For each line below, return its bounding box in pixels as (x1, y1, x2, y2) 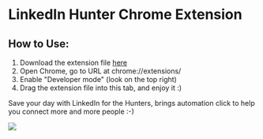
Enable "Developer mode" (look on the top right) (19, 75, 178, 84)
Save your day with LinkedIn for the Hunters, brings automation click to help (8, 99, 255, 107)
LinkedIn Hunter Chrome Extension (8, 6, 242, 24)
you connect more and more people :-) (8, 107, 134, 116)
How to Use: (8, 37, 70, 51)
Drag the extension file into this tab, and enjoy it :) (19, 83, 182, 92)
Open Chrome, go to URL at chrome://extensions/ (19, 66, 182, 76)
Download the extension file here (19, 58, 128, 67)
